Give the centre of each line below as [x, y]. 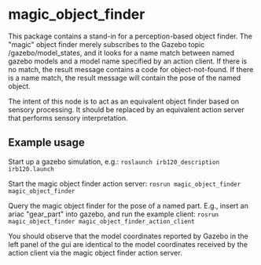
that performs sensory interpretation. [68, 118]
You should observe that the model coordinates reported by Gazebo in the [129, 236]
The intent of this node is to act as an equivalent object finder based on [124, 101]
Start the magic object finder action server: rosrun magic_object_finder [125, 183]
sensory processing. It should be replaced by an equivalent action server [127, 109]
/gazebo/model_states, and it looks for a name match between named [121, 53]
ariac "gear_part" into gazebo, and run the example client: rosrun [114, 214]
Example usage [46, 143]
